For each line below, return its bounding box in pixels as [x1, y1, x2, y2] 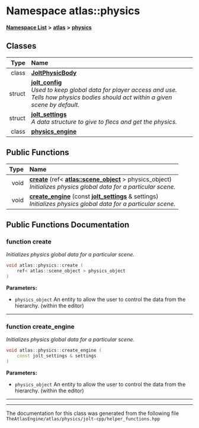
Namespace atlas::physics [6, 4, 140, 18]
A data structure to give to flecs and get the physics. [31, 118, 178, 126]
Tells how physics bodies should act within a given [31, 93, 172, 102]
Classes [6, 41, 37, 51]
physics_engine [31, 127, 77, 135]
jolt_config [31, 78, 62, 87]
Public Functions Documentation [6, 220, 130, 230]
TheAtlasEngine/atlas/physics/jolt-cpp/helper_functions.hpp [6, 416, 161, 422]
